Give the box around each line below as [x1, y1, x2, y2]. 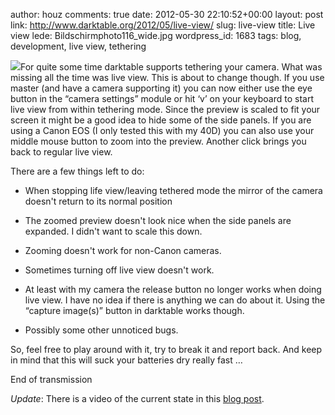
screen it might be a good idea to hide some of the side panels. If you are [10, 114, 312, 126]
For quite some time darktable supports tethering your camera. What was [20, 61, 323, 73]
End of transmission [10, 374, 93, 385]
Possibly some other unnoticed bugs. [24, 324, 179, 336]
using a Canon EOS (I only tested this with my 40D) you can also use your [10, 125, 315, 136]
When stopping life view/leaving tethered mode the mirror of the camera [24, 185, 323, 196]
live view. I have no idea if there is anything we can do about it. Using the [24, 294, 326, 306]
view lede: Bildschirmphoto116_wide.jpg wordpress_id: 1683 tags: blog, [10, 30, 302, 41]
